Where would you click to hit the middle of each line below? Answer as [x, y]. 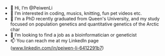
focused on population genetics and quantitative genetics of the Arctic [85, 24]
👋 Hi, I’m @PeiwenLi [31, 8]
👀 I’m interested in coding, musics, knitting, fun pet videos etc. [76, 13]
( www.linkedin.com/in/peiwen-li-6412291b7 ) [57, 48]
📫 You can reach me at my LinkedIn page [54, 40]
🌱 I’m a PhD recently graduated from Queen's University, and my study [85, 19]
